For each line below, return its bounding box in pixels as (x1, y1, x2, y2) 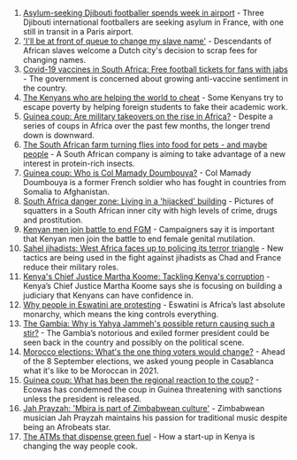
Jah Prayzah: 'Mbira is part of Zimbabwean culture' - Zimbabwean (22, 403, 265, 413)
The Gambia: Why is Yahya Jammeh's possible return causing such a (22, 318, 275, 329)
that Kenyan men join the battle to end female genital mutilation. (22, 234, 255, 244)
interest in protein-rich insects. (22, 159, 135, 168)
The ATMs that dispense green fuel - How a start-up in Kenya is (22, 432, 255, 441)
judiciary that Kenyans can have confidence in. (22, 290, 194, 300)
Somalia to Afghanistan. (22, 186, 110, 197)
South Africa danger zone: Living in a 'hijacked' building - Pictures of (22, 196, 274, 207)
